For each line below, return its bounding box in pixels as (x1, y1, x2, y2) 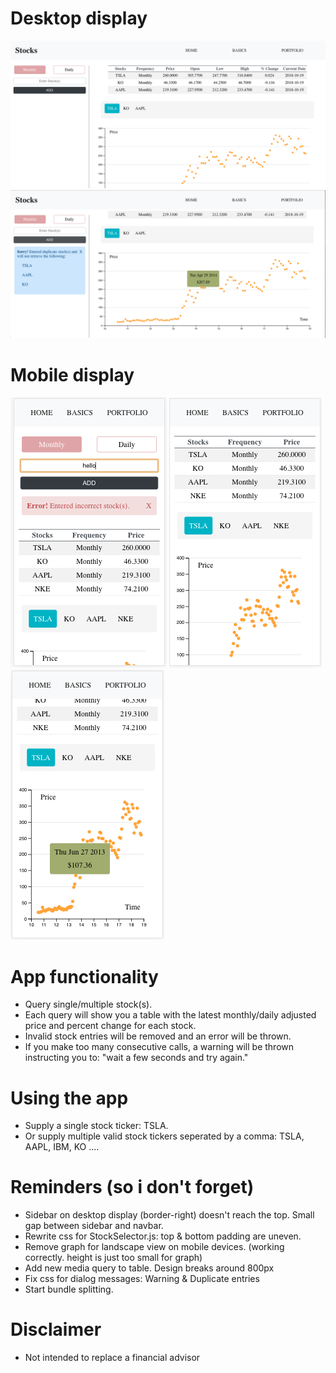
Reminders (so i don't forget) (10, 1176, 255, 1199)
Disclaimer (10, 1318, 102, 1341)
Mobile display (10, 363, 135, 386)
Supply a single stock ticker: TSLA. (24, 1120, 169, 1132)
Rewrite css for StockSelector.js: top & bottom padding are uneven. (24, 1230, 302, 1242)
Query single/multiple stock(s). (24, 998, 153, 1011)
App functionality (10, 965, 159, 988)
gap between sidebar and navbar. (24, 1220, 164, 1232)
